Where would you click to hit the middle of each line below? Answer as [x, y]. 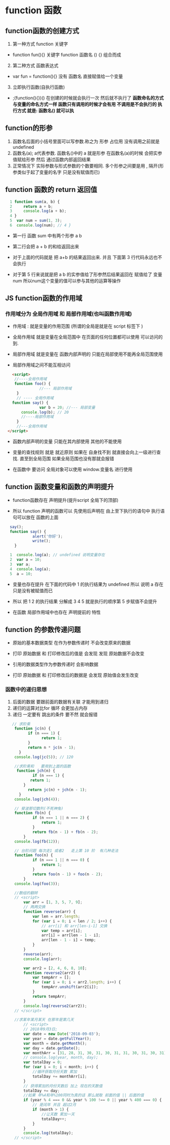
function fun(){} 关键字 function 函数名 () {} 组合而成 [67, 55]
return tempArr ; [49, 996]
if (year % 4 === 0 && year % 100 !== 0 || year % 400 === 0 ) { [93, 1100]
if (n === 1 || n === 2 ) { [61, 818]
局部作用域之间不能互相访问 [41, 365]
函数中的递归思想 [26, 690]
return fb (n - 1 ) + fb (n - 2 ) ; [65, 832]
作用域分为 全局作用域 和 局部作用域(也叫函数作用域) [69, 314]
